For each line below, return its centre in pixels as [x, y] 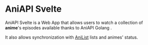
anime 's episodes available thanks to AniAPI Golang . [58, 27]
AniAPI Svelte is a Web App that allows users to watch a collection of [74, 22]
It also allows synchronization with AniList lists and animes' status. [72, 37]
